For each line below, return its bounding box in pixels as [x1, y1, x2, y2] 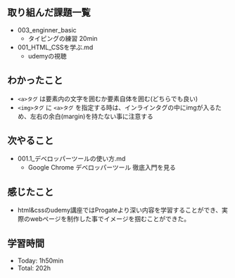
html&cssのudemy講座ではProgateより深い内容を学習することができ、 [17, 206, 222, 215]
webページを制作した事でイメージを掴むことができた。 [30, 215, 191, 223]
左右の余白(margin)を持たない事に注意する [30, 112, 153, 120]
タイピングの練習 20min [27, 34, 98, 42]
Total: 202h [17, 264, 51, 272]
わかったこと [7, 75, 63, 87]
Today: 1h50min [17, 256, 64, 265]
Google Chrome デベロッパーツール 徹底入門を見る [27, 163, 176, 172]
